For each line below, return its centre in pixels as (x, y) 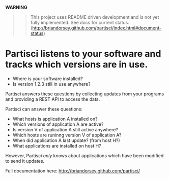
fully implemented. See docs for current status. (80, 23)
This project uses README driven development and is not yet (95, 17)
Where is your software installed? (48, 79)
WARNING (16, 7)
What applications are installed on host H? (57, 146)
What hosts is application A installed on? (55, 119)
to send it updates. (25, 161)
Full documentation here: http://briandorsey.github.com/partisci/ (73, 171)
